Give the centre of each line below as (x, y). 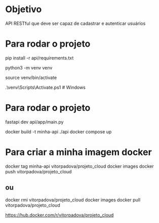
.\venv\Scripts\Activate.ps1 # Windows (46, 87)
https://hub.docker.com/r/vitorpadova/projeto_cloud (59, 215)
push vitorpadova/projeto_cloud (38, 171)
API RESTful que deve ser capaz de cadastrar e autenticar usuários (75, 23)
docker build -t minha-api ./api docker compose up (58, 132)
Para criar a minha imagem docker (78, 152)
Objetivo (24, 9)
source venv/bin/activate (31, 78)
